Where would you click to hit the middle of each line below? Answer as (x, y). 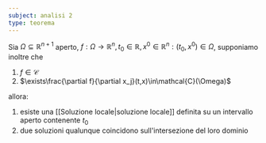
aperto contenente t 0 (54, 121)
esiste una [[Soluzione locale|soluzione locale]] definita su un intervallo (136, 111)
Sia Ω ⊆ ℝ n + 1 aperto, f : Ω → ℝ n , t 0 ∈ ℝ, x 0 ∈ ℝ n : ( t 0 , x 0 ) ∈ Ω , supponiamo (133, 47)
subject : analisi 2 (40, 15)
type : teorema (32, 23)
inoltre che (26, 57)
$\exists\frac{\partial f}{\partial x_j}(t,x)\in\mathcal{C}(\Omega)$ (125, 81)
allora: (19, 96)
